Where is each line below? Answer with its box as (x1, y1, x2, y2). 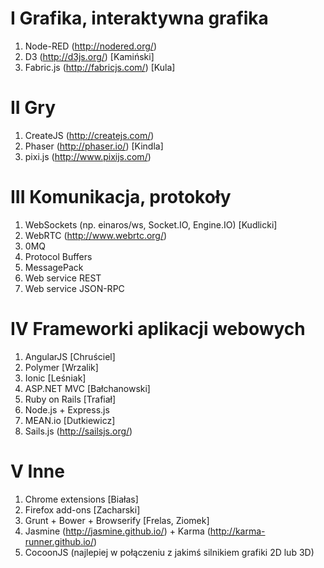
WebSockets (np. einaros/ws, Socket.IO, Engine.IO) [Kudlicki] (24, 218, 278, 231)
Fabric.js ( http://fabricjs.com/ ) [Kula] (24, 61, 176, 73)
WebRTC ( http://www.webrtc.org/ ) (24, 229, 168, 241)
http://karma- (209, 525, 266, 537)
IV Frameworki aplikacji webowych (10, 318, 306, 340)
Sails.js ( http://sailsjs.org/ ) (24, 425, 133, 437)
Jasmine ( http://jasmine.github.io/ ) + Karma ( (24, 525, 211, 537)
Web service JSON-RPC (24, 282, 125, 294)
